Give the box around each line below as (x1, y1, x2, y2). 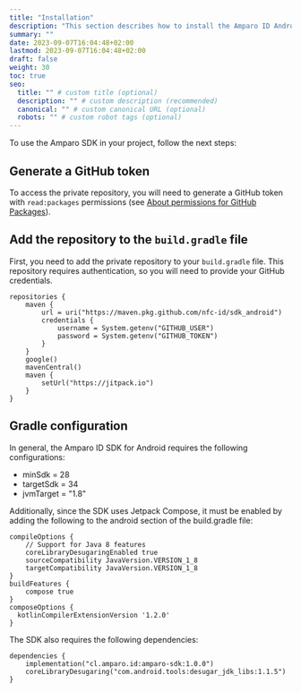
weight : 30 (9, 64, 50, 73)
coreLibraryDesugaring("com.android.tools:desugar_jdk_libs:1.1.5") (25, 667, 287, 676)
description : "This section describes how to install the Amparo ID (9, 21, 271, 30)
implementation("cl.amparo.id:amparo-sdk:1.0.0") (25, 659, 215, 668)
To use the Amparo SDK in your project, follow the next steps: (9, 138, 237, 149)
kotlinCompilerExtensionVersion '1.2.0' (17, 611, 170, 619)
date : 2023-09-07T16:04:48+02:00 (9, 38, 134, 47)
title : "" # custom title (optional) (17, 88, 159, 97)
